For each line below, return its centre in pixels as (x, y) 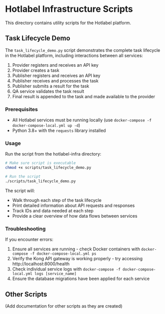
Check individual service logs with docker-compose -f (66, 269)
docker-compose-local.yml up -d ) (46, 125)
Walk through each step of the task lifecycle (57, 200)
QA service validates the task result (48, 91)
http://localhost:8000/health (41, 264)
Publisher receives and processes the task (55, 80)
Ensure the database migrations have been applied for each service (81, 279)
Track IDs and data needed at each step (53, 210)
